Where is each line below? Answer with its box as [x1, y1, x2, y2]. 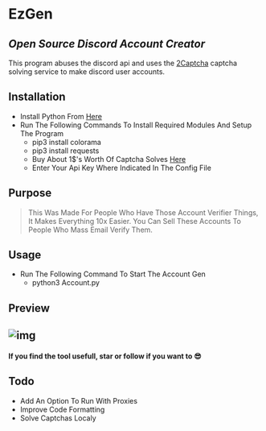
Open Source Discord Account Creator [8, 37, 206, 51]
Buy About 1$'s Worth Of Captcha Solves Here [31, 154, 186, 164]
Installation [8, 90, 66, 104]
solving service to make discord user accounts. [8, 67, 166, 77]
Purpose [8, 186, 52, 200]
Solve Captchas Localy [19, 412, 96, 423]
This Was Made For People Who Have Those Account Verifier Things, [27, 207, 259, 218]
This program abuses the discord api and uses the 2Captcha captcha [8, 58, 238, 68]
